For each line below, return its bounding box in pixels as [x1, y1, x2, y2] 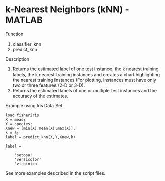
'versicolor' [14, 157, 42, 162]
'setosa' [14, 152, 33, 158]
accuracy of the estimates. [12, 93, 68, 99]
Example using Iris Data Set [5, 102, 63, 108]
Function [5, 31, 24, 37]
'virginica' [14, 161, 39, 166]
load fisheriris [5, 113, 39, 118]
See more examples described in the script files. [5, 170, 106, 176]
